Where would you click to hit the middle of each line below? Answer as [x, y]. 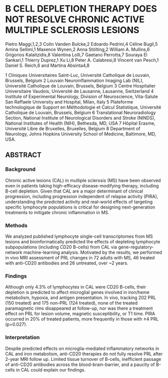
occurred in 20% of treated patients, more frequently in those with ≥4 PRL [82, 319]
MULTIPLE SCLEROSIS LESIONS [72, 30]
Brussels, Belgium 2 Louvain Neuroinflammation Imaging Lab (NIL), [74, 80]
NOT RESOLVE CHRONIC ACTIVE [75, 19]
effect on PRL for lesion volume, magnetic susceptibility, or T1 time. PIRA [80, 314]
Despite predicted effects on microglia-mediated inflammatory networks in [82, 348]
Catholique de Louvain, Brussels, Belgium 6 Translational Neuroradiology [81, 112]
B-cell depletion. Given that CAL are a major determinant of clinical [74, 191]
